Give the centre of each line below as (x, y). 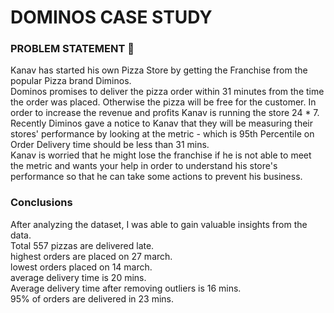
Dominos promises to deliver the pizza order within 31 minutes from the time (167, 92)
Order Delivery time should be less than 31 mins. (110, 145)
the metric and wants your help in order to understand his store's (144, 166)
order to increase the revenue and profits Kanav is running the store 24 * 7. (165, 113)
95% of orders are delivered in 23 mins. (92, 298)
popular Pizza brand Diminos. (71, 81)
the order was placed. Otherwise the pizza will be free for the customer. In (163, 102)
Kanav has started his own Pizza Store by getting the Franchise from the (159, 70)
